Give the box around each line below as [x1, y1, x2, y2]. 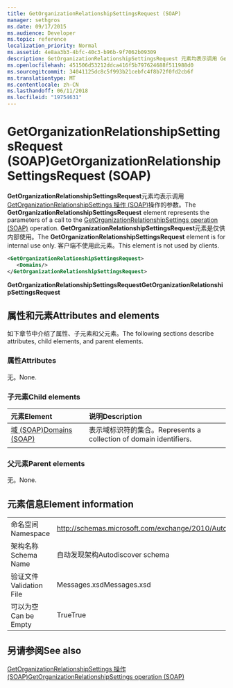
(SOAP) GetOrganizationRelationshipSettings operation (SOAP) [7, 672, 185, 680]
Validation [10, 580, 43, 590]
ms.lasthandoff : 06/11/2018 [7, 87, 89, 94]
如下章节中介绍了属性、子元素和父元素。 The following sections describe [7, 329, 214, 338]
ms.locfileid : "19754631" [7, 94, 82, 101]
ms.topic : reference [7, 36, 67, 43]
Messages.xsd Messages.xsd [56, 580, 151, 590]
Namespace [10, 528, 51, 538]
